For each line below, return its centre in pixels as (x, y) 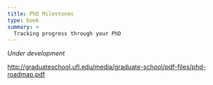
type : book (23, 20)
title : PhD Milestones (41, 14)
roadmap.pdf (26, 74)
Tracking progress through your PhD (67, 33)
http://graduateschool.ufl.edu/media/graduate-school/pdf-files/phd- (107, 67)
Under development (36, 53)
